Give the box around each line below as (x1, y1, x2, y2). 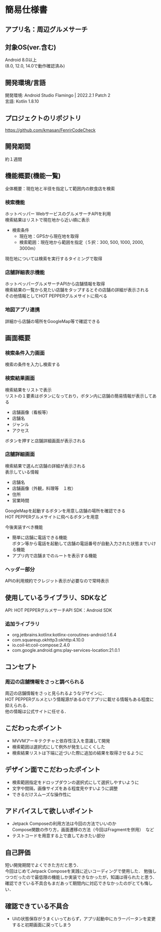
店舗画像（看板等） (12, 409, 51, 415)
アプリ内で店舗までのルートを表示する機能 (12, 552, 97, 558)
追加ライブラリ (5, 620, 40, 627)
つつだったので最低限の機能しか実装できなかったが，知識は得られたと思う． (5, 874, 157, 880)
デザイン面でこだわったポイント (5, 766, 101, 774)
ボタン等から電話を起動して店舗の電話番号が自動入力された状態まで (12, 540, 148, 546)
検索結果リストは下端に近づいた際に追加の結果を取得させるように (12, 750, 144, 755)
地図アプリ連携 (5, 306, 40, 313)
